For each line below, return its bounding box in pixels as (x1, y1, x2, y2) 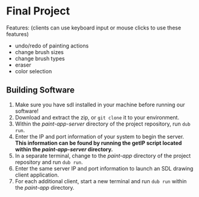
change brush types (14, 55, 65, 62)
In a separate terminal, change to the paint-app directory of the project (14, 152, 191, 159)
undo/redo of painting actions (14, 42, 89, 49)
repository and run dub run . (14, 158, 83, 166)
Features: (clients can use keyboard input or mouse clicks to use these (6, 24, 182, 31)
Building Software (6, 85, 75, 95)
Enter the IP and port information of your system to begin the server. (14, 133, 185, 140)
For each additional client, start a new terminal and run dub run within (14, 177, 187, 184)
